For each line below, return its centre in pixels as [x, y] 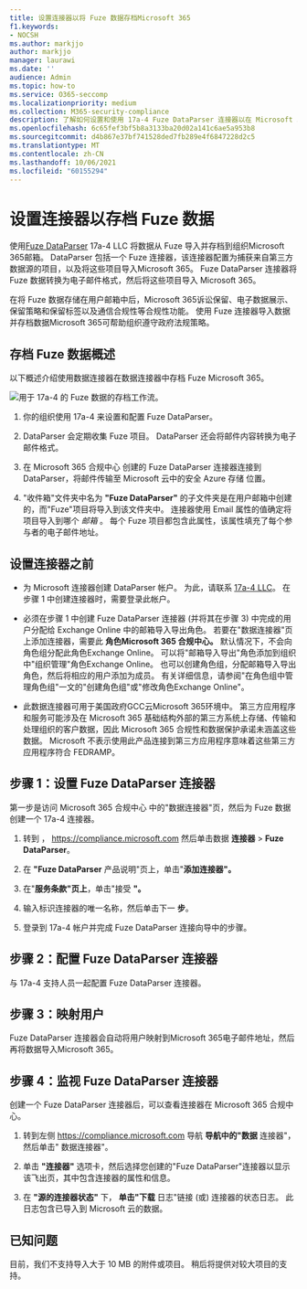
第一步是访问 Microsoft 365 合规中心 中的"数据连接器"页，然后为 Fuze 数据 [150, 807]
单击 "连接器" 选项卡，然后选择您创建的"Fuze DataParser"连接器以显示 [156, 1166]
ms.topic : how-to [42, 86]
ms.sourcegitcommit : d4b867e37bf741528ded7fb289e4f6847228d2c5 [132, 137]
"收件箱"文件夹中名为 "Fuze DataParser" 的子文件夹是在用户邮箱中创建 [157, 498]
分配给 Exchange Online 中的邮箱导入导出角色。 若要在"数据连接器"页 [162, 629]
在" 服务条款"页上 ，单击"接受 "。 [84, 889]
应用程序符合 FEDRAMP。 [71, 751]
